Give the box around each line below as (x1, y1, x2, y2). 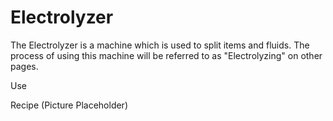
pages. (10, 60, 39, 72)
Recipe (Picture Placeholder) (10, 99, 128, 111)
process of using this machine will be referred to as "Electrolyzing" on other (10, 49, 323, 61)
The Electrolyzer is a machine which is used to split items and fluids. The (10, 39, 310, 51)
